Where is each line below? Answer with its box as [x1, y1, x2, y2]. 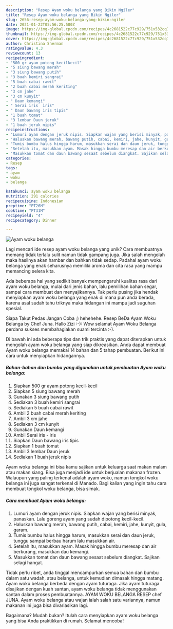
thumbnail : [6, 31, 29, 37]
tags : [6, 165, 17, 170]
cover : [6, 37, 20, 42]
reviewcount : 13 [6, 50, 41, 56]
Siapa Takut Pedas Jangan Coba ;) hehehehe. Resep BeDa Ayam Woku [6, 315, 156, 321]
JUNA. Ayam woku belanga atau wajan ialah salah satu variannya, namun [6, 597, 161, 603]
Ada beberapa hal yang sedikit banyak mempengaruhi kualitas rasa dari [6, 278, 158, 284]
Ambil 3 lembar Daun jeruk [13, 448, 70, 455]
